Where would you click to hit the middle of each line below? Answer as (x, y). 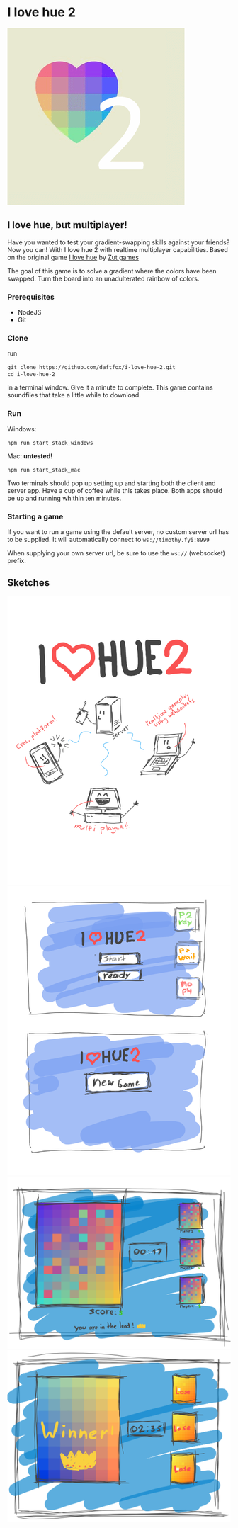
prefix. (17, 560)
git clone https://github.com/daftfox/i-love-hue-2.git (91, 368)
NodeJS (29, 312)
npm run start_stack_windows (50, 443)
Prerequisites (31, 297)
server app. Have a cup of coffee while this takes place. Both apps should (115, 490)
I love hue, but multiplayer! (67, 225)
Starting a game (35, 516)
